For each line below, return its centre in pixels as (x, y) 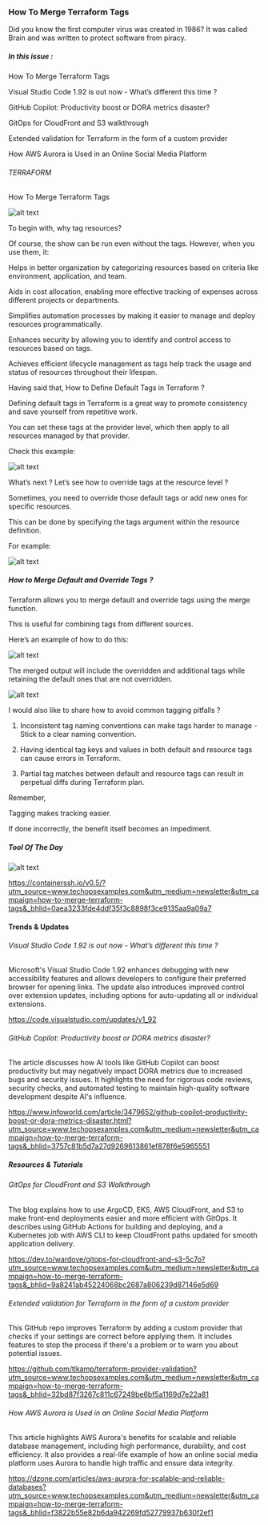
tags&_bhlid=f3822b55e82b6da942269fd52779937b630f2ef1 (111, 1513)
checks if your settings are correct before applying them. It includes (120, 1337)
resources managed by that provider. (69, 436)
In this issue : (31, 56)
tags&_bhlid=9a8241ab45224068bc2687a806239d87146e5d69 (114, 1285)
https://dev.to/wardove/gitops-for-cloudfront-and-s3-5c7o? (107, 1259)
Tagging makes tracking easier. (60, 813)
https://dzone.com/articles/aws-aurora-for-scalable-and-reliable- (117, 1479)
